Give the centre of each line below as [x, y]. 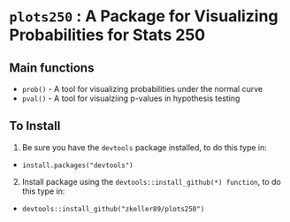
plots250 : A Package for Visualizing [144, 16]
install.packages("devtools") [78, 165]
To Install [35, 126]
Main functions [52, 68]
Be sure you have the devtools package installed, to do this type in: [145, 147]
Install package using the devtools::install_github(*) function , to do [151, 181]
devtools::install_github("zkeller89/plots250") [113, 209]
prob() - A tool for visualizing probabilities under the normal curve [142, 89]
